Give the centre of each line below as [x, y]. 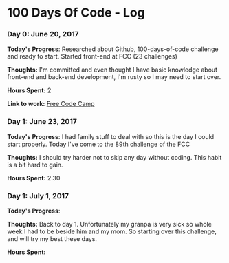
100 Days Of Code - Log [76, 13]
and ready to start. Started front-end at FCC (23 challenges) [92, 56]
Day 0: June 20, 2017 [43, 34]
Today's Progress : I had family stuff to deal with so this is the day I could [111, 136]
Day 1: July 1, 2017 [38, 196]
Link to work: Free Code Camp [51, 104]
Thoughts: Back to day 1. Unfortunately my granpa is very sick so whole [109, 224]
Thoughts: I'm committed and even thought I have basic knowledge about [112, 70]
